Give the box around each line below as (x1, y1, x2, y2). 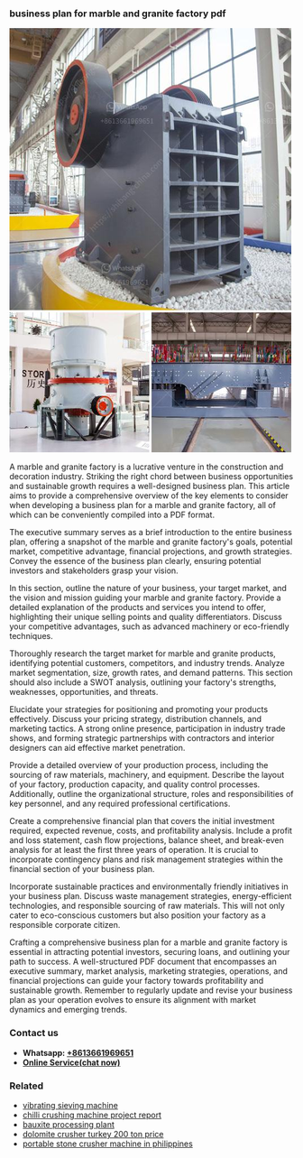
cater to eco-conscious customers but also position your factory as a (9, 910, 266, 921)
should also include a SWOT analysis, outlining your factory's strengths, (9, 677, 277, 688)
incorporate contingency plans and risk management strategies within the (9, 854, 284, 865)
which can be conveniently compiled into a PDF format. (9, 509, 215, 521)
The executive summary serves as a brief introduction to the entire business (9, 527, 293, 538)
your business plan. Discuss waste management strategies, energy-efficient (9, 891, 292, 902)
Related (9, 1079, 44, 1092)
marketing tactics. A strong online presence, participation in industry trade (9, 723, 286, 734)
